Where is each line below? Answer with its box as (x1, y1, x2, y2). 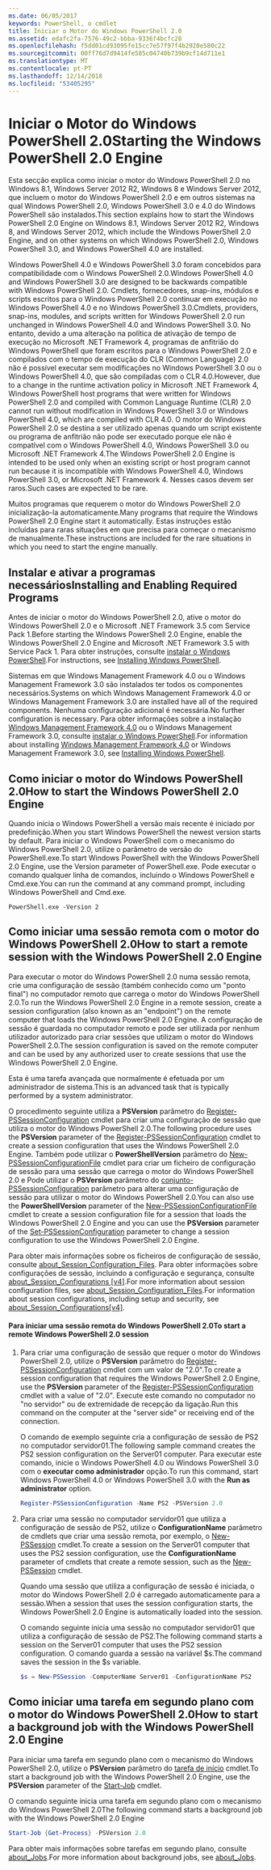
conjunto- (161, 1175, 194, 1185)
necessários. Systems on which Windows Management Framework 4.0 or (8, 689, 252, 698)
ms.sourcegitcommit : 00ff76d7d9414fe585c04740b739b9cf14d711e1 (8, 49, 226, 57)
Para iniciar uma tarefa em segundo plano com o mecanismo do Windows (8, 1754, 254, 1764)
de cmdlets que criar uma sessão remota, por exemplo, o (19, 1531, 211, 1541)
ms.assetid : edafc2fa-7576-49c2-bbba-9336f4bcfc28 (8, 34, 182, 43)
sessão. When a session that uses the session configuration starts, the (19, 1598, 253, 1608)
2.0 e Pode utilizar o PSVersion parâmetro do (8, 1175, 160, 1185)
